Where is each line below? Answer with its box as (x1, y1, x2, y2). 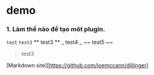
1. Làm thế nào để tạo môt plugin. (6, 25, 105, 34)
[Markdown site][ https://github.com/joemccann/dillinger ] (6, 62, 149, 69)
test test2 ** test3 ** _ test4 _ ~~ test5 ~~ (6, 38, 113, 46)
